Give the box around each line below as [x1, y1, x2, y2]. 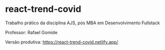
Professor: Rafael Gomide [5, 29, 58, 35]
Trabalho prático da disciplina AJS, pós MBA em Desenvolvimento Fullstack [5, 20, 160, 26]
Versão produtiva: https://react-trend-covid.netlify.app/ [5, 39, 118, 45]
